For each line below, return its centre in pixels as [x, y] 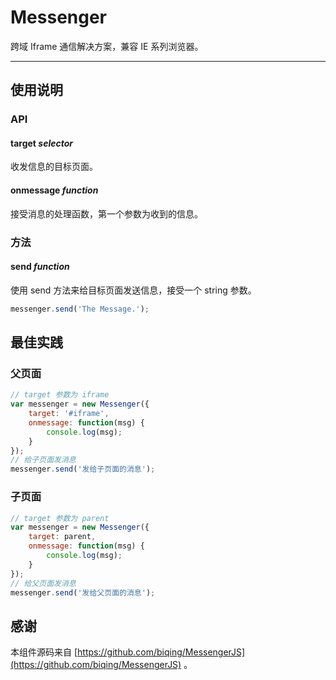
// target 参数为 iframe [60, 395]
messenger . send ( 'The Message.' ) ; [80, 309]
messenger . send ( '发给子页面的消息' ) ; [83, 469]
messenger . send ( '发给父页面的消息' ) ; [83, 592]
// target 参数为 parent [60, 518]
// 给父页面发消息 [43, 583]
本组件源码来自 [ [44, 652]
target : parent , [62, 537]
